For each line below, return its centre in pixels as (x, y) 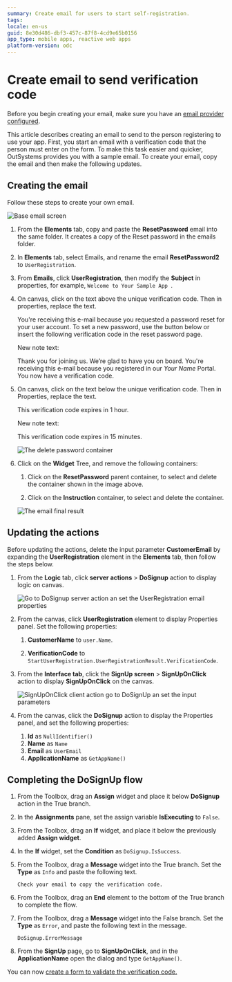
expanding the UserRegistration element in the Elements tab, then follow (112, 557)
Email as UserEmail (55, 750)
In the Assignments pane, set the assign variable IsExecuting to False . (118, 817)
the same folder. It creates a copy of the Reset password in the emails (116, 237)
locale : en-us (28, 26)
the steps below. (30, 564)
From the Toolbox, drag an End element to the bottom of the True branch (120, 898)
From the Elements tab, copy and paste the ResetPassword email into (117, 229)
